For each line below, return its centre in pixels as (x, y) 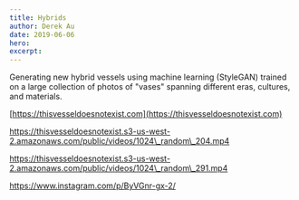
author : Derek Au (42, 26)
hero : (19, 43)
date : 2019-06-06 (42, 34)
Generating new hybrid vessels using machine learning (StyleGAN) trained (148, 77)
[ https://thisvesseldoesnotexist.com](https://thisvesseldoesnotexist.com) (146, 114)
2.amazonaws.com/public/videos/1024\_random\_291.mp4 (119, 168)
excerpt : (26, 52)
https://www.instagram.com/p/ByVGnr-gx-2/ (93, 186)
